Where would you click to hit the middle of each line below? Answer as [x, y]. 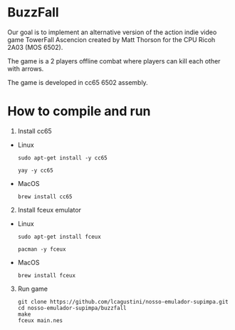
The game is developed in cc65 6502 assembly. [78, 82]
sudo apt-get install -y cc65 [63, 158]
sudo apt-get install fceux [59, 237]
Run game [33, 289]
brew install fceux [47, 275]
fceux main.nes [40, 320]
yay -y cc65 [35, 170]
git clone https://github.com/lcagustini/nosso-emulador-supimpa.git [123, 301]
